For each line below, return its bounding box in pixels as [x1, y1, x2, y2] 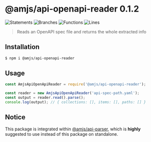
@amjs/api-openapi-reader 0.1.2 [5, 3, 139, 15]
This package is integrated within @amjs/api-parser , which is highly [5, 126, 141, 132]
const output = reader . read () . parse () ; [5, 95, 86, 100]
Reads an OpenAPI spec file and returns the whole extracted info [16, 29, 147, 34]
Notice [5, 113, 26, 122]
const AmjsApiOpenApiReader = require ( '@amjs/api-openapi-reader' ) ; [5, 82, 146, 87]
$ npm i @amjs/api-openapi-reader [5, 56, 75, 61]
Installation [5, 43, 40, 51]
